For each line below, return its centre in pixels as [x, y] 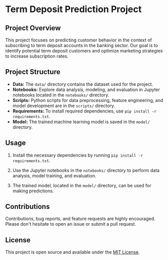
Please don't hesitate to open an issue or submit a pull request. [71, 224]
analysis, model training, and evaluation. [54, 176]
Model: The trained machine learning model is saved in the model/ [81, 122]
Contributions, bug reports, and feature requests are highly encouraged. [80, 219]
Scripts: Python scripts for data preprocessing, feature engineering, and [88, 100]
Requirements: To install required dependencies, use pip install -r [84, 111]
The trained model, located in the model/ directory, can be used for [82, 185]
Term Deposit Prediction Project [74, 9]
